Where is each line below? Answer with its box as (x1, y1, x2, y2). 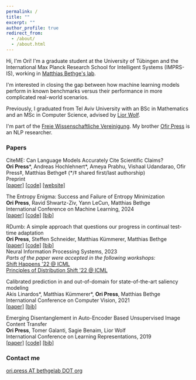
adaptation (18, 229, 44, 236)
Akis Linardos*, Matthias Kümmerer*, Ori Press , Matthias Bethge (6, 291, 161, 298)
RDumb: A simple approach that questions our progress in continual (6, 223, 170, 230)
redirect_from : (6, 30, 43, 36)
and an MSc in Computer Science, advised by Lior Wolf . (6, 111, 140, 118)
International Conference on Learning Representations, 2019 (6, 333, 152, 340)
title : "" (6, 14, 30, 20)
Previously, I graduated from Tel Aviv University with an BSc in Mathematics (6, 105, 189, 112)
